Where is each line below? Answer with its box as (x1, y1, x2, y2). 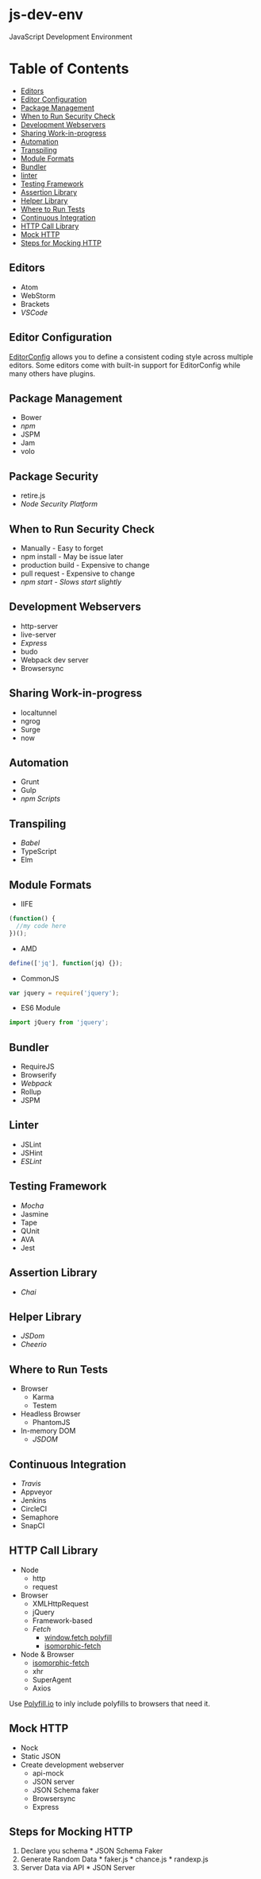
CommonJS (20, 973, 59, 983)
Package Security (9, 469, 98, 483)
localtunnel (20, 708, 58, 717)
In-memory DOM (20, 1426, 76, 1436)
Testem (32, 1401, 57, 1411)
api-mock (32, 1768, 64, 1778)
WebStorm (20, 290, 56, 300)
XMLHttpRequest (32, 1598, 89, 1608)
